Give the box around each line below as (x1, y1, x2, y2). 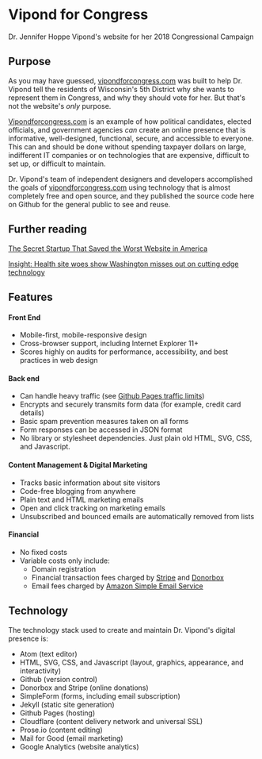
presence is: (8, 634, 49, 643)
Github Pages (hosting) (19, 708, 96, 718)
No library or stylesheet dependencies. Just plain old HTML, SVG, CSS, (19, 433, 253, 443)
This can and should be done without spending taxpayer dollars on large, (8, 141, 247, 152)
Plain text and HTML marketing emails (19, 495, 144, 504)
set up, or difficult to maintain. (8, 159, 106, 168)
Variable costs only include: (19, 556, 110, 565)
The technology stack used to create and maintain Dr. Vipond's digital (8, 625, 236, 634)
